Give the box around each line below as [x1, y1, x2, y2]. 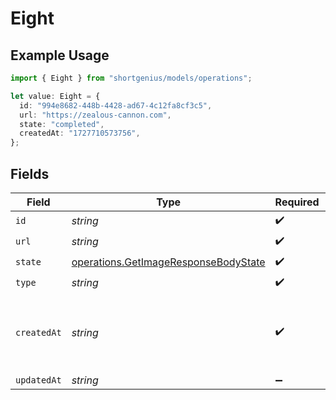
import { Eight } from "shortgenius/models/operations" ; [10, 73, 253, 83]
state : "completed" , [19, 119, 105, 129]
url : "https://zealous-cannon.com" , [19, 110, 172, 120]
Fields [10, 165, 50, 182]
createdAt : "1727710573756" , [19, 128, 141, 139]
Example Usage [10, 47, 110, 64]
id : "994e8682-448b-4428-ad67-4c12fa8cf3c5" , [19, 100, 213, 111]
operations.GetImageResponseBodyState [71, 255, 266, 269]
